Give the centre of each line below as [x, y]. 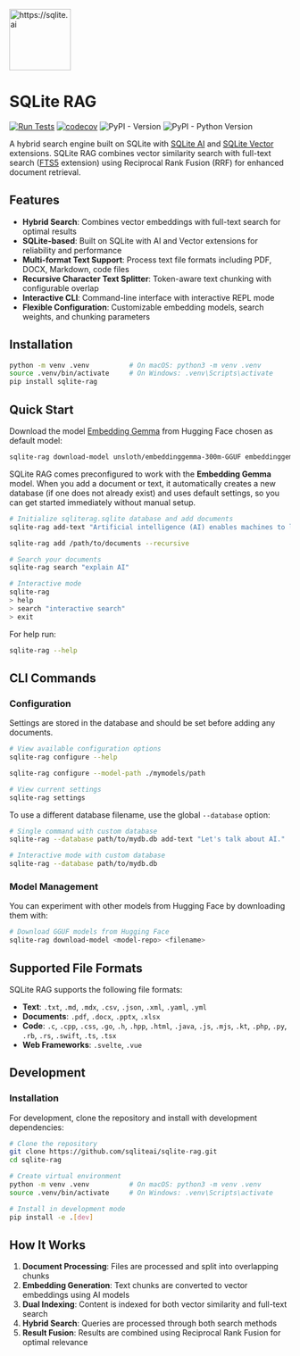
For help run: [33, 634]
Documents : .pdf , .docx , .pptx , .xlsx [91, 1016]
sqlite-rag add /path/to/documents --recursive [100, 543]
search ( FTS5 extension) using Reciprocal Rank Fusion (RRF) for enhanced [146, 162]
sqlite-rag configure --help [63, 757]
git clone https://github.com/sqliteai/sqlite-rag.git [113, 1152]
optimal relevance [55, 1343]
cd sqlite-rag [36, 1161]
